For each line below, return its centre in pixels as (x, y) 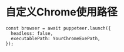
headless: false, (32, 33)
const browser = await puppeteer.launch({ (58, 28)
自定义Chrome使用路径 (62, 12)
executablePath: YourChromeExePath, (56, 38)
